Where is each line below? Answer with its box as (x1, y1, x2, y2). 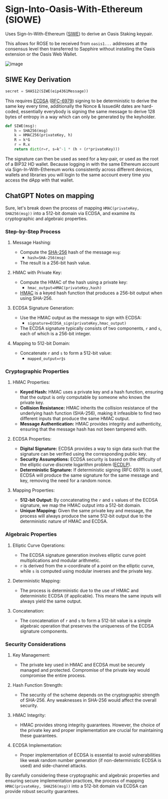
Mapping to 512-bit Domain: (12, 340, 70, 346)
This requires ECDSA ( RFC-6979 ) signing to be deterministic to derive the (5, 98, 157, 104)
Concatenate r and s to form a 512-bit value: (20, 350, 112, 356)
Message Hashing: (12, 239, 52, 245)
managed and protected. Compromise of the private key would (20, 667, 150, 673)
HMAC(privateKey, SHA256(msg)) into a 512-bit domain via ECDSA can (5, 783, 147, 789)
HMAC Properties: (12, 379, 50, 385)
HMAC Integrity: (12, 712, 46, 718)
